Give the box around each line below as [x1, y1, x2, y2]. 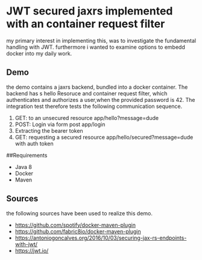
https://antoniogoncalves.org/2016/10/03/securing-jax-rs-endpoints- [14, 234, 187, 241]
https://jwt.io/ [14, 247, 49, 254]
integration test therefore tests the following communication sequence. [6, 103, 183, 110]
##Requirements [6, 151, 48, 159]
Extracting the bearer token [14, 127, 83, 134]
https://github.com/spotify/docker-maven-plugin [14, 221, 136, 229]
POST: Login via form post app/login [14, 121, 106, 128]
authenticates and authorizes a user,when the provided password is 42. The [6, 96, 195, 103]
